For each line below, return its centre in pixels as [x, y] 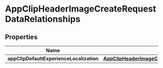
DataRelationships [43, 19]
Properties [21, 37]
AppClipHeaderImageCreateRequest [81, 9]
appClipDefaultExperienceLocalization [53, 59]
